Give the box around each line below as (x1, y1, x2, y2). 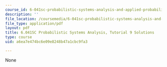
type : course (5, 35, 32, 40)
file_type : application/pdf (5, 21, 64, 26)
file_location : (5, 16, 37, 21)
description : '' (5, 12, 39, 17)
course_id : (5, 7, 28, 12)
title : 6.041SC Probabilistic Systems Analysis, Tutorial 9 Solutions (5, 30, 155, 35)
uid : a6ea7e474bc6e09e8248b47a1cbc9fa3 (5, 39, 88, 44)
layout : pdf (5, 26, 30, 31)
